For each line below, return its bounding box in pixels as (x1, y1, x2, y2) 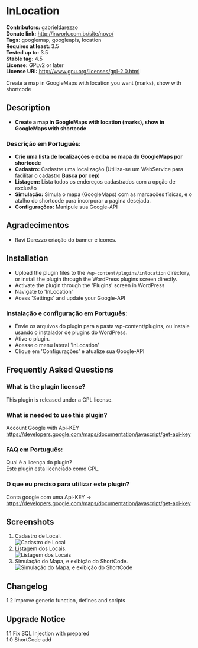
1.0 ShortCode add (6, 636, 52, 643)
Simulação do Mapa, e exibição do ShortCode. (14, 558, 128, 565)
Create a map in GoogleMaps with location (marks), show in (14, 118, 165, 126)
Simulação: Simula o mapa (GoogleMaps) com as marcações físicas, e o (14, 191, 192, 198)
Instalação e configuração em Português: (6, 309, 128, 317)
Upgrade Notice (6, 614, 66, 624)
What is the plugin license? (6, 383, 86, 391)
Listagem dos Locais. (14, 545, 67, 552)
